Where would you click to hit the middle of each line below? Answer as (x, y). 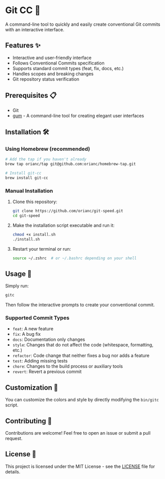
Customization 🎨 (32, 387)
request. (14, 439)
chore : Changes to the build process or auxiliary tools (68, 366)
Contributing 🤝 (29, 421)
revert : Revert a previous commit (47, 372)
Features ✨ (23, 46)
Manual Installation (29, 191)
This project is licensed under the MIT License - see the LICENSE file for (80, 466)
